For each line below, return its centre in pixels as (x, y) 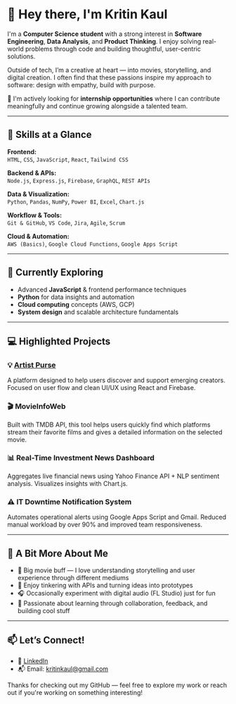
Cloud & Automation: (38, 236)
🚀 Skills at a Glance (50, 135)
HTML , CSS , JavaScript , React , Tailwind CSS (68, 159)
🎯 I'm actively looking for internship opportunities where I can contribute (114, 99)
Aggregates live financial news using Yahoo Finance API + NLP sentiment (113, 476)
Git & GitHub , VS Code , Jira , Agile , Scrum (66, 222)
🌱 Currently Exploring (55, 273)
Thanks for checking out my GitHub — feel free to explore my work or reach (117, 685)
